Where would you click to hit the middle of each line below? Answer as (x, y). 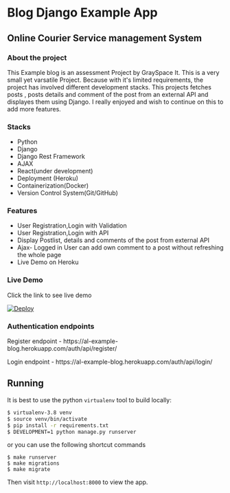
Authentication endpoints (51, 326)
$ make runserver (32, 458)
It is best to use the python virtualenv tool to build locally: (89, 399)
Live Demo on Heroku (48, 262)
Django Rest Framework (51, 157)
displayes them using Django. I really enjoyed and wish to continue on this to (115, 102)
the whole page (39, 255)
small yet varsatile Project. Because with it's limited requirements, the (105, 80)
